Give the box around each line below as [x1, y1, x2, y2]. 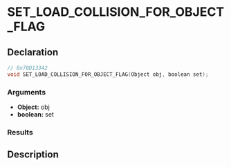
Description [7, 149, 59, 161]
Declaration [7, 46, 59, 58]
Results [7, 127, 33, 137]
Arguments [7, 87, 46, 97]
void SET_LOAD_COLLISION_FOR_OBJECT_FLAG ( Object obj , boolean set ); [7, 70, 209, 78]
